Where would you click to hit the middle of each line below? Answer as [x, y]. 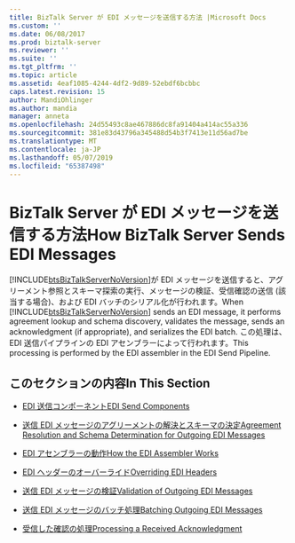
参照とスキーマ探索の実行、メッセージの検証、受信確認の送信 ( [163, 291]
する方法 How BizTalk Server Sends [155, 235]
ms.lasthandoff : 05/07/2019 [61, 157]
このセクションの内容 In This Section [110, 383]
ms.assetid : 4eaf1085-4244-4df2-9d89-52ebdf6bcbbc [105, 83]
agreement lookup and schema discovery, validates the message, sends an [147, 321]
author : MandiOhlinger [51, 100]
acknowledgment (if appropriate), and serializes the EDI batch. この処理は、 [148, 332]
